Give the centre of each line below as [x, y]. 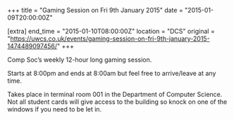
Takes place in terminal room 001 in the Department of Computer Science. [115, 94]
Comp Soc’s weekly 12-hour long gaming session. [80, 60]
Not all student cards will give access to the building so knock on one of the [117, 102]
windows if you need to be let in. [55, 109]
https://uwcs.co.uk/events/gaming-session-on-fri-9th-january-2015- [110, 39]
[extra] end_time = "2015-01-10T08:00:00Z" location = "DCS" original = [111, 31]
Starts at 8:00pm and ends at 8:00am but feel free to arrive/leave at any [112, 73]
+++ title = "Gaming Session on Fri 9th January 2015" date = [95, 10]
